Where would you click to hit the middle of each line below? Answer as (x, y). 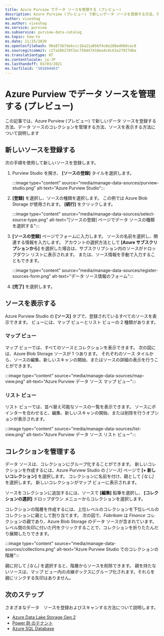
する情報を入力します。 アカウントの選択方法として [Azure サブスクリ (87, 242)
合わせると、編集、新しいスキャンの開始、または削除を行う (86, 413)
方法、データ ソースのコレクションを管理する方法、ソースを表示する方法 (78, 127)
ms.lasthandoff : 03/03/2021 (34, 64)
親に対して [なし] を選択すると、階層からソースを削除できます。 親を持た (79, 565)
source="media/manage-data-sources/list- (98, 429)
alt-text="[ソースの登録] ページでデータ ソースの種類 (102, 220)
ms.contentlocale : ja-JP (30, 60)
